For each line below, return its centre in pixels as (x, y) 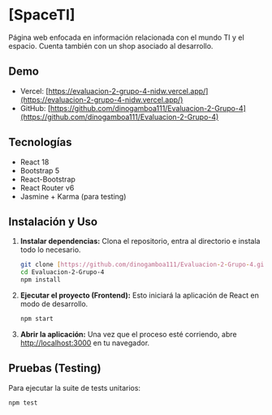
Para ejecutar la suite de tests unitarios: (74, 387)
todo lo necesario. (50, 250)
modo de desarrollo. (54, 304)
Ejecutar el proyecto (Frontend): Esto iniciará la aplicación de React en (140, 295)
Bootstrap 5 (40, 170)
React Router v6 (47, 187)
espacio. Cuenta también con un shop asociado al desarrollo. (111, 45)
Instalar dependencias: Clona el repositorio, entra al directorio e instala (140, 242)
